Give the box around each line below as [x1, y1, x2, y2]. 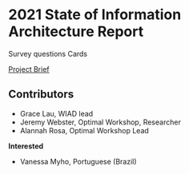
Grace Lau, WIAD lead [19, 109, 94, 118]
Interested [8, 141, 44, 151]
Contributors [8, 88, 74, 101]
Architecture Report [8, 22, 144, 41]
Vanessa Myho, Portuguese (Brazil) [19, 156, 138, 166]
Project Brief [8, 64, 50, 73]
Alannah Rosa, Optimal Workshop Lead [19, 125, 150, 135]
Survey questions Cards [8, 49, 88, 58]
